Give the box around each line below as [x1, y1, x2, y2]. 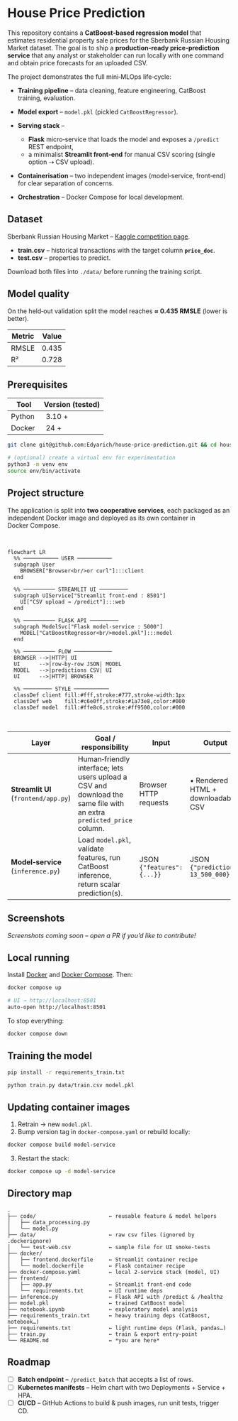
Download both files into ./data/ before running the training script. [7, 267, 203, 276]
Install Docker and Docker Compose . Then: [7, 971, 133, 979]
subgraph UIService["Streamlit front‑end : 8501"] [13, 592, 166, 599]
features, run [77, 852, 120, 862]
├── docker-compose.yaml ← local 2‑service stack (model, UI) [7, 1268, 220, 1275]
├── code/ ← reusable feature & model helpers [7, 1212, 217, 1219]
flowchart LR [7, 548, 46, 555]
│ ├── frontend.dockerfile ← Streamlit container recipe [7, 1256, 198, 1263]
